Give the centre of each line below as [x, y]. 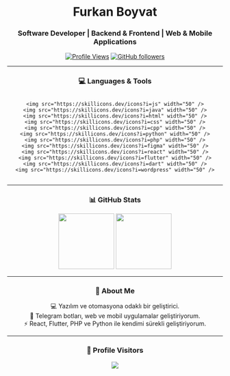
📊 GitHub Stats [115, 200]
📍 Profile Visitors [115, 351]
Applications [115, 42]
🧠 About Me [115, 291]
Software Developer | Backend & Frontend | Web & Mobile [115, 33]
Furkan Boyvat [115, 12]
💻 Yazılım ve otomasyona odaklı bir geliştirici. [115, 306]
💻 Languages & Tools [115, 81]
